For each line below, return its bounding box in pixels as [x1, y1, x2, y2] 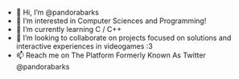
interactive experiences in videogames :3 [15, 41, 153, 51]
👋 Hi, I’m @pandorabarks [15, 8, 99, 17]
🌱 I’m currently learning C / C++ [15, 25, 122, 34]
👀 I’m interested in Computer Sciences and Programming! [15, 16, 207, 26]
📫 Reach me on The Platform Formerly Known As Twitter [15, 50, 207, 60]
